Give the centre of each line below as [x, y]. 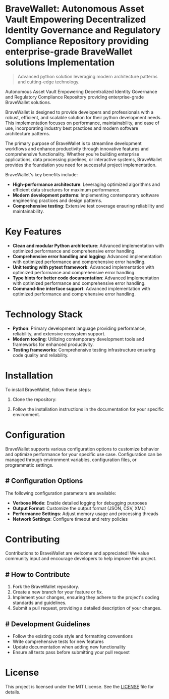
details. [13, 692]
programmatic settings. [30, 465]
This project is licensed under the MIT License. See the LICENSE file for [80, 687]
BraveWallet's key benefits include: [42, 174]
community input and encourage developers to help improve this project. [81, 559]
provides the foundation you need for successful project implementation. [81, 165]
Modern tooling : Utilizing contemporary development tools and [78, 339]
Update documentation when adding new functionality [69, 647]
